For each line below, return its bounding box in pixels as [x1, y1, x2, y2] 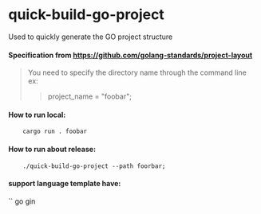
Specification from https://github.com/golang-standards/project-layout [8, 50, 253, 60]
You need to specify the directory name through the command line [27, 68, 247, 77]
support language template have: [8, 179, 121, 189]
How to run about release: [8, 144, 97, 154]
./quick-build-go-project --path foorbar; [22, 161, 166, 170]
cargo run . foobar [22, 127, 88, 136]
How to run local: [8, 110, 66, 119]
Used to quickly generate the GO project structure [8, 32, 173, 41]
